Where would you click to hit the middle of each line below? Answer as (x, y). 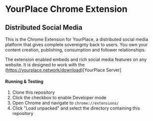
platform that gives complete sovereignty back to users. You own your (76, 45)
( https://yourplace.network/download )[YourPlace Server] (63, 70)
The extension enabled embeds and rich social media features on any (76, 60)
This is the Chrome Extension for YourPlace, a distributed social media (76, 39)
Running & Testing (24, 81)
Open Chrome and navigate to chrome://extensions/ (66, 103)
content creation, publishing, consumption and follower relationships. (76, 50)
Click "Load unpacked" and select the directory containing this (76, 108)
